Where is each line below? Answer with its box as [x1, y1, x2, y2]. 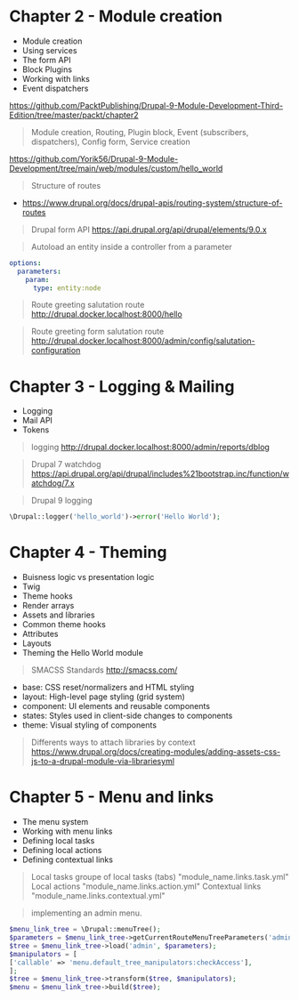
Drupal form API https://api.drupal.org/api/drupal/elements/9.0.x [30, 224, 267, 235]
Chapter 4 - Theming [9, 543, 167, 562]
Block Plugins [21, 64, 73, 75]
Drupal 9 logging [30, 496, 93, 506]
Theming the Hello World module [21, 648, 144, 658]
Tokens [21, 424, 50, 435]
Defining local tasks [21, 835, 95, 846]
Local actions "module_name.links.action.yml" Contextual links [30, 881, 262, 891]
